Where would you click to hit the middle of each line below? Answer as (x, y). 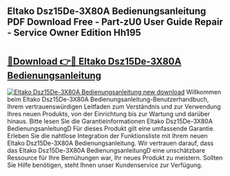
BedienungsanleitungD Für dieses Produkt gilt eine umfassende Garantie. (111, 129)
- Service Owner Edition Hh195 (74, 33)
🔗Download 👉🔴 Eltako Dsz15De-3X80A (94, 61)
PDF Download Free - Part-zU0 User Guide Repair (115, 22)
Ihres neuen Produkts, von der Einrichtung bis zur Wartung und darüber (108, 114)
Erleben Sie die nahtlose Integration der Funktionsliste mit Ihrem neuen (107, 136)
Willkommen (204, 92)
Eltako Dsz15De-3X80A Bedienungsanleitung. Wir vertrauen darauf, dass (111, 143)
